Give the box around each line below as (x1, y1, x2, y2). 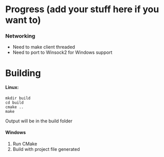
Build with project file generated (12, 146, 80, 152)
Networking (5, 33, 36, 40)
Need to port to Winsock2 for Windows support (12, 49, 113, 55)
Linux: (5, 84, 19, 90)
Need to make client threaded (12, 44, 75, 50)
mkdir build (5, 96, 31, 101)
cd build (5, 100, 24, 105)
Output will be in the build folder (5, 118, 73, 124)
